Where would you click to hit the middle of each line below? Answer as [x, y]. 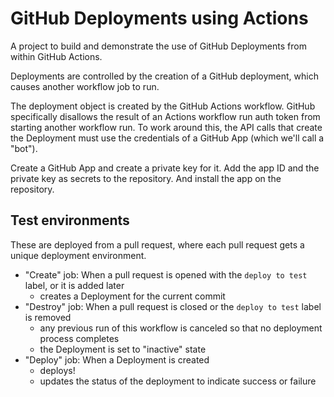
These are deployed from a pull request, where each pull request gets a [157, 244]
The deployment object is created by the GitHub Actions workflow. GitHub [163, 106]
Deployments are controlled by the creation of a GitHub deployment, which [164, 76]
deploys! [57, 370]
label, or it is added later [74, 285]
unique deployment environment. [78, 255]
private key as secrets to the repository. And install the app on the [146, 178]
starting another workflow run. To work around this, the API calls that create [166, 127]
